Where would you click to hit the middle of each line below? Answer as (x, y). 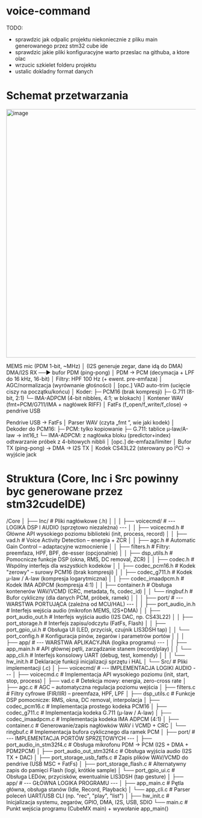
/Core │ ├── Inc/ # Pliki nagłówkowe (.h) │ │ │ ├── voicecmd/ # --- (91, 521)
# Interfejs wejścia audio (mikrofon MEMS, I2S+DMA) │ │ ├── (83, 610)
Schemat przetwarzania (67, 96)
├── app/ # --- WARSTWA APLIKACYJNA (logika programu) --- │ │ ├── (97, 642)
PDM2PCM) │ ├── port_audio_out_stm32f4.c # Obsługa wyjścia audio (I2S (99, 751)
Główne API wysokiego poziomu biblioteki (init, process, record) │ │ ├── (97, 534)
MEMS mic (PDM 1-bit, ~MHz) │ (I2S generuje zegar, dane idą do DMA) (95, 366)
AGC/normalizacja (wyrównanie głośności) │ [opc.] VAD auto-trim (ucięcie (98, 385)
